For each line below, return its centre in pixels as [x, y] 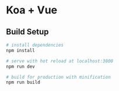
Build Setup [27, 32]
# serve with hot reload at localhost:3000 [60, 61]
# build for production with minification [58, 77]
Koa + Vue [32, 10]
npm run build [23, 82]
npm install [20, 50]
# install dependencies [35, 45]
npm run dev [20, 66]
